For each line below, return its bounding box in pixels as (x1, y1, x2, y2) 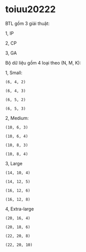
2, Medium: (5, 115, 29, 121)
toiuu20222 (5, 4, 56, 15)
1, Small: (5, 70, 23, 76)
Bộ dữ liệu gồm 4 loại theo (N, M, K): (5, 59, 81, 66)
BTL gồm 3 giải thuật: (5, 20, 50, 26)
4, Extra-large (5, 206, 34, 212)
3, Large (5, 160, 23, 166)
